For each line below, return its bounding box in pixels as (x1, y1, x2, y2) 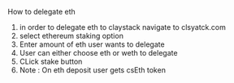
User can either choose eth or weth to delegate (19, 48, 178, 57)
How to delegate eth (7, 7, 76, 16)
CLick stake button (19, 56, 83, 66)
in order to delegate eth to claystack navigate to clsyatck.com (19, 23, 227, 31)
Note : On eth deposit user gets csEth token (19, 65, 166, 75)
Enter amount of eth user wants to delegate (19, 39, 165, 49)
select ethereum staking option (19, 31, 123, 40)
